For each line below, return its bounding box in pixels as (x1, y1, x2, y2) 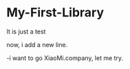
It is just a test (6, 27, 46, 36)
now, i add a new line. (6, 40, 68, 49)
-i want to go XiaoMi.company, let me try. (6, 53, 124, 62)
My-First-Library (6, 5, 105, 20)
